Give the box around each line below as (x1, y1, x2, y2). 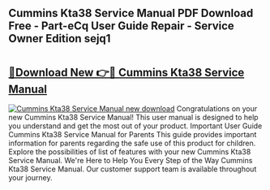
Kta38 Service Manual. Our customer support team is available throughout (8, 164, 257, 174)
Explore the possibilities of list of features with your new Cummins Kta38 (8, 147, 251, 157)
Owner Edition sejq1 (8, 32, 111, 45)
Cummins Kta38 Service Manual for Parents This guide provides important (8, 130, 257, 139)
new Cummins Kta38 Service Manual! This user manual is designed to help (8, 113, 259, 122)
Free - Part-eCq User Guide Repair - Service (8, 19, 235, 33)
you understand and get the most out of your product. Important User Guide (8, 121, 263, 131)
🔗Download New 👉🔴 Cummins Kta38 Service (8, 65, 245, 80)
